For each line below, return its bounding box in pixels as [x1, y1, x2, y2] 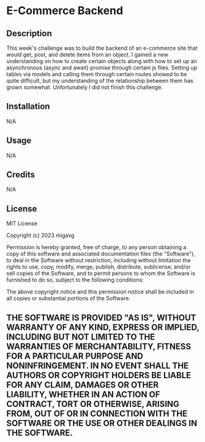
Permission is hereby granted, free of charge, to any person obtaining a [6, 244, 187, 251]
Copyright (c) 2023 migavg [6, 231, 75, 239]
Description [6, 28, 52, 39]
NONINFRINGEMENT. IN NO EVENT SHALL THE [6, 360, 189, 371]
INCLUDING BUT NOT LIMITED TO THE [6, 331, 155, 342]
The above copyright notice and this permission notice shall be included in [6, 288, 194, 295]
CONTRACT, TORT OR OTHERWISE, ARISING [6, 398, 179, 409]
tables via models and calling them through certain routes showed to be [6, 71, 187, 77]
